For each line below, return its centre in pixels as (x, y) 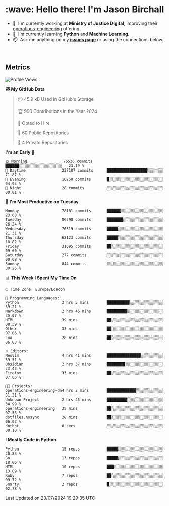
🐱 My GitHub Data (25, 89)
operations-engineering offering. (46, 28)
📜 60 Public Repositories (43, 133)
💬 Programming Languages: (32, 298)
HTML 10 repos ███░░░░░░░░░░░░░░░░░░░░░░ (84, 467)
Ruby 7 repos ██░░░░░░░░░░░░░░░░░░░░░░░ (84, 475)
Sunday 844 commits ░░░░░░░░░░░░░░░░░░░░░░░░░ (84, 264)
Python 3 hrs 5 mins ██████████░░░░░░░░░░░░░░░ (84, 302)
